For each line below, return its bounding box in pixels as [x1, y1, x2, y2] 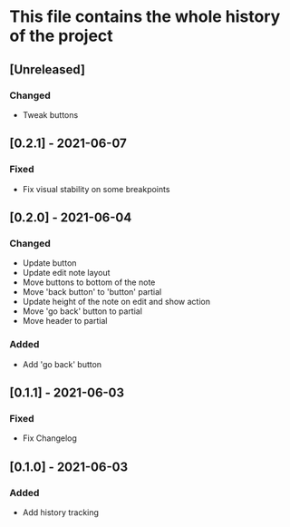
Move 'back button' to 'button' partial [22, 287, 162, 298]
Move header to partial [22, 316, 108, 327]
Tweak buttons [22, 109, 79, 120]
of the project [9, 25, 113, 46]
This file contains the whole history [9, 6, 281, 27]
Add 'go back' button [22, 358, 102, 369]
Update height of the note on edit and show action [22, 297, 211, 307]
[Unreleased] [9, 62, 86, 77]
